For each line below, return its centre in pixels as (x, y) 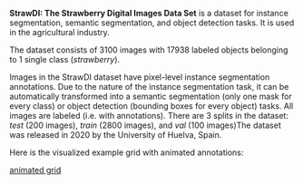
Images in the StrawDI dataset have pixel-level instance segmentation (140, 77)
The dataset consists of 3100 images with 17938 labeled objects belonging (149, 50)
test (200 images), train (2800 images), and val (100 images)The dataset (145, 125)
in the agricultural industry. (60, 32)
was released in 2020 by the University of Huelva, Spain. (116, 135)
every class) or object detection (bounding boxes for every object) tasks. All (151, 106)
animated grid (35, 170)
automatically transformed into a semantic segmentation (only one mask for (151, 96)
